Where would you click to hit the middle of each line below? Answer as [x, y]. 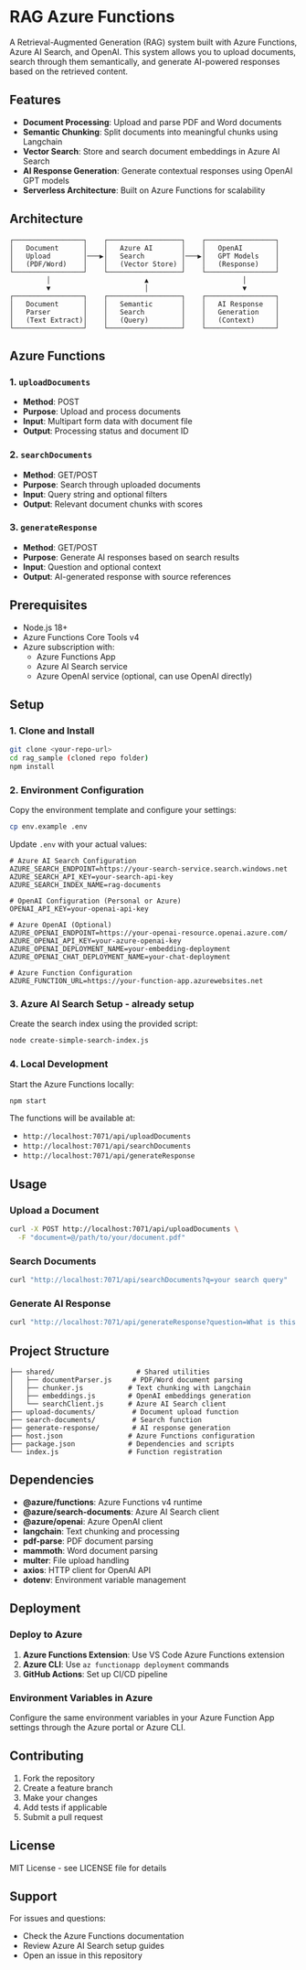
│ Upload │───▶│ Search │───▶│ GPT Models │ [145, 256]
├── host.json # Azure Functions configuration [132, 1436]
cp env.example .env [49, 827]
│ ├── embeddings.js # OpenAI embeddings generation [130, 1397]
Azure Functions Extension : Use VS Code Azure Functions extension [153, 1654]
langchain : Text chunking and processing [101, 1531]
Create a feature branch [68, 1788]
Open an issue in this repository [83, 1955]
